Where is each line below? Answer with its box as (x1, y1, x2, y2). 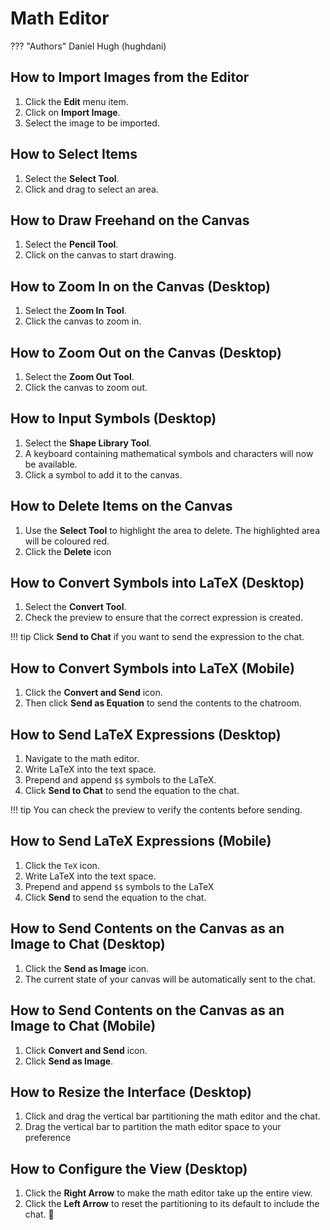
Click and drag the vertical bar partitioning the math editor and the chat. (24, 1110, 321, 1122)
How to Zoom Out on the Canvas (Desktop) (10, 344, 282, 361)
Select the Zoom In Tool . (24, 305, 127, 317)
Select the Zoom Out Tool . (24, 371, 135, 382)
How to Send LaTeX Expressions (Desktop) (10, 726, 282, 743)
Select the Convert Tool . (24, 601, 127, 613)
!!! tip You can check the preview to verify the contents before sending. (10, 804, 303, 816)
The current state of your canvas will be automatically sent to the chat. (24, 973, 317, 985)
